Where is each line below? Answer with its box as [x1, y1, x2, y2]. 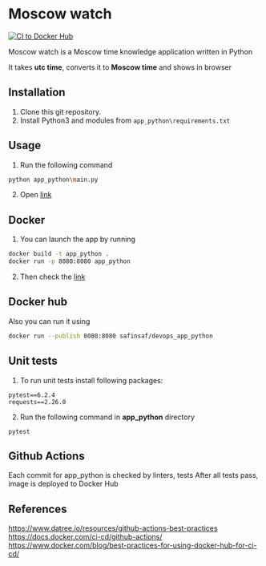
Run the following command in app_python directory [19, 412, 195, 422]
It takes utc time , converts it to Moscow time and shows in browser [8, 62, 232, 72]
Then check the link [19, 272, 86, 281]
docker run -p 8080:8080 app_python [8, 257, 131, 265]
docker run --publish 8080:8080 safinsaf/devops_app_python [8, 332, 214, 340]
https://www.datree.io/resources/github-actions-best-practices [8, 524, 218, 533]
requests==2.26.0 [8, 398, 66, 406]
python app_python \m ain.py [8, 176, 99, 184]
